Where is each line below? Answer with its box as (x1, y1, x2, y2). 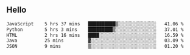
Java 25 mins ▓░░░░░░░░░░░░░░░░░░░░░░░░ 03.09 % (6, 37, 184, 44)
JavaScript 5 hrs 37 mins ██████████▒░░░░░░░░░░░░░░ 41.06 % (6, 21, 184, 27)
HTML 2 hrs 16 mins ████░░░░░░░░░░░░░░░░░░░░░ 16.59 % (6, 32, 184, 38)
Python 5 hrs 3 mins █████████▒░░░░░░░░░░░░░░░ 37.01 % (6, 27, 184, 33)
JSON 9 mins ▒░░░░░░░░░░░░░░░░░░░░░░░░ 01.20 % (6, 44, 184, 50)
